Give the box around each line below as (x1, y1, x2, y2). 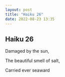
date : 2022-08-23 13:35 (5, 16, 55, 21)
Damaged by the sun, (5, 48, 49, 54)
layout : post (5, 7, 32, 12)
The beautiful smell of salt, (5, 58, 60, 64)
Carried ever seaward (5, 68, 50, 74)
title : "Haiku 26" (5, 12, 43, 17)
